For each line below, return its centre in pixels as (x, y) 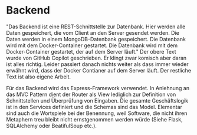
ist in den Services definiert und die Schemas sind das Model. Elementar (94, 107)
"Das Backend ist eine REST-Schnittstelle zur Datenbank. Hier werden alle (96, 27)
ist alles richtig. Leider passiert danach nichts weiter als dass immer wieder (97, 64)
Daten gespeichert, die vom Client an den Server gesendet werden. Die (93, 32)
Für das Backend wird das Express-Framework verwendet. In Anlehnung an (98, 88)
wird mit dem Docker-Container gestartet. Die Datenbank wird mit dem (92, 45)
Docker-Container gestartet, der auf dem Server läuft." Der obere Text (91, 51)
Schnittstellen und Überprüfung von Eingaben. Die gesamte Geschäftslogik (97, 100)
